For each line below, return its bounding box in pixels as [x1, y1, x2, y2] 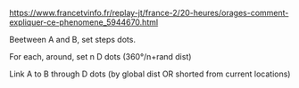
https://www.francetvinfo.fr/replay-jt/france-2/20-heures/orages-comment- [9, 8, 289, 18]
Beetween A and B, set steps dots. [9, 35, 137, 44]
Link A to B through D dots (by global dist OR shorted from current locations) [9, 68, 291, 79]
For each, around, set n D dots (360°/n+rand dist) [9, 52, 192, 61]
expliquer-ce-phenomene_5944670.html [9, 17, 159, 28]
